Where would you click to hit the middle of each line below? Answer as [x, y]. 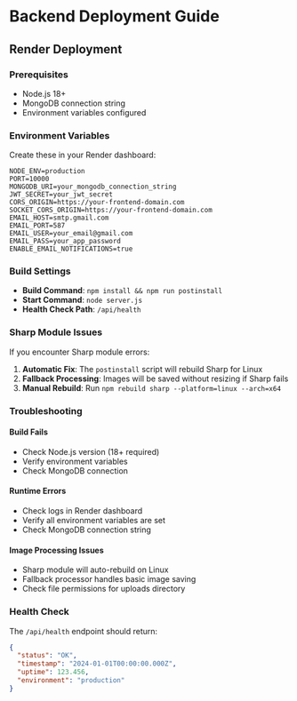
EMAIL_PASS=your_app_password [65, 242]
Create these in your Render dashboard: [83, 155]
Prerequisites [39, 75]
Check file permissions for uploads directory [104, 589]
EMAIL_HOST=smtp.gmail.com [59, 218]
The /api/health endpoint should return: [84, 631]
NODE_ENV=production [48, 171]
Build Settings [40, 271]
